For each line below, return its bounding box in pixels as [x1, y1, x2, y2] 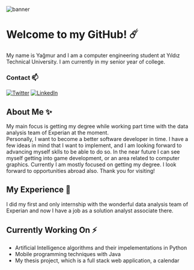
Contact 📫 [6, 73, 38, 82]
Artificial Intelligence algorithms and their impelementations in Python [14, 244, 187, 251]
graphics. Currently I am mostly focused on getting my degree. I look [6, 161, 177, 168]
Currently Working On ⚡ [6, 225, 97, 235]
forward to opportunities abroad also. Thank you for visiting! [6, 167, 155, 175]
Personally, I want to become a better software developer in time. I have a [6, 136, 189, 143]
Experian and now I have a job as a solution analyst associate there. [6, 207, 174, 214]
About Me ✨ [6, 107, 52, 117]
